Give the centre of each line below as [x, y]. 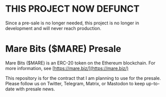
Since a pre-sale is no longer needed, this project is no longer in [72, 23]
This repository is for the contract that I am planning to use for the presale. [83, 78]
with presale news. [35, 89]
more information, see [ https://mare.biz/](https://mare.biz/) [67, 68]
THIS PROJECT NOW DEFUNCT [72, 9]
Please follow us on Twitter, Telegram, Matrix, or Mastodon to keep [75, 83]
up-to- [153, 83]
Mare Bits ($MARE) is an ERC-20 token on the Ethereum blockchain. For [80, 63]
